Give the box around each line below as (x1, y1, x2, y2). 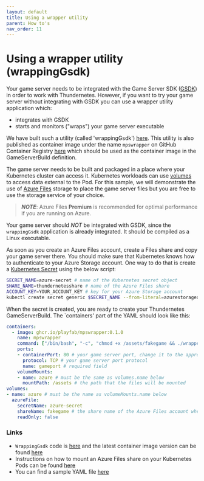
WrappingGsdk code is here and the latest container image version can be (15, 442, 197, 449)
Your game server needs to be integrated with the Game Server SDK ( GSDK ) (6, 85, 197, 92)
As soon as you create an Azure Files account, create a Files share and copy (6, 246, 198, 254)
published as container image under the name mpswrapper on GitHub (6, 141, 177, 148)
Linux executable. (6, 235, 50, 242)
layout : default (6, 9, 47, 15)
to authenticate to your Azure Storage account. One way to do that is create (6, 259, 196, 266)
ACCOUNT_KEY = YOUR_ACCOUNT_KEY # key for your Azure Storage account (6, 288, 183, 295)
